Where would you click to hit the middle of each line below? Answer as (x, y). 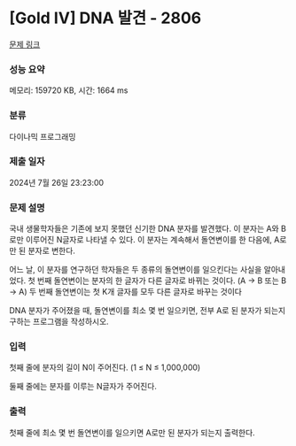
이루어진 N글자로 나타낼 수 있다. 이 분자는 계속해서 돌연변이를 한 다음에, (149, 240)
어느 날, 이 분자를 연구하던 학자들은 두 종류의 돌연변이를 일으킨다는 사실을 (136, 270)
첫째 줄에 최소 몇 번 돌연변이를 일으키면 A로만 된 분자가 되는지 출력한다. (132, 432)
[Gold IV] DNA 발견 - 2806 (105, 18)
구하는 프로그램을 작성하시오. (59, 322)
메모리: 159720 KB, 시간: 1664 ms (69, 90)
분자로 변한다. (51, 251)
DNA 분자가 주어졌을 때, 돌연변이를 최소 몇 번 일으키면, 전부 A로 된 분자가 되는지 (148, 311)
